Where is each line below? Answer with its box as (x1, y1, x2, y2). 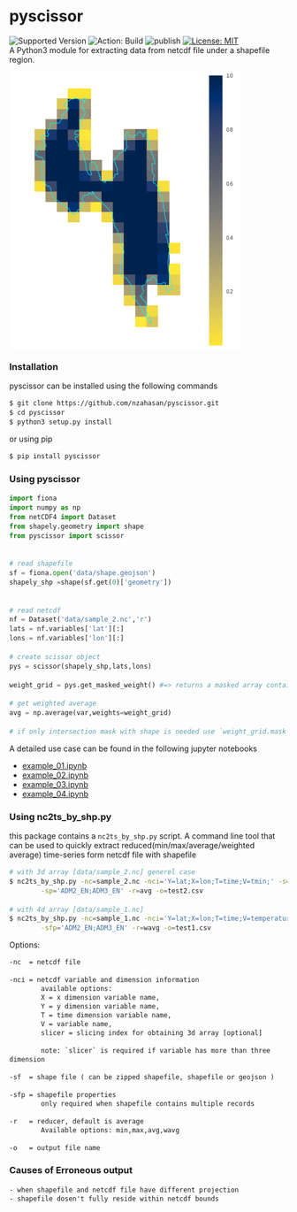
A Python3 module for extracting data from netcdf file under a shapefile (9, 44, 270, 55)
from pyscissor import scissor (9, 531, 125, 541)
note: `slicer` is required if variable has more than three (41, 1047, 271, 1055)
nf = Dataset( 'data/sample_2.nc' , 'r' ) (9, 615, 152, 625)
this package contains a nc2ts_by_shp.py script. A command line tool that (9, 831, 276, 841)
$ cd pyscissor (9, 409, 65, 418)
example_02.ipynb (21, 770, 89, 780)
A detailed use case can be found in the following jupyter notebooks (9, 743, 258, 754)
